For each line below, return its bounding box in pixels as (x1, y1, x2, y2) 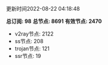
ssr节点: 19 (14, 53, 41, 59)
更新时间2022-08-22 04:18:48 (6, 5, 80, 12)
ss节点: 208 (14, 38, 44, 44)
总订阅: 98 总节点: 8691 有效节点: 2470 (6, 18, 102, 25)
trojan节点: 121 (14, 45, 50, 52)
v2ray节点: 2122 (14, 30, 54, 37)
